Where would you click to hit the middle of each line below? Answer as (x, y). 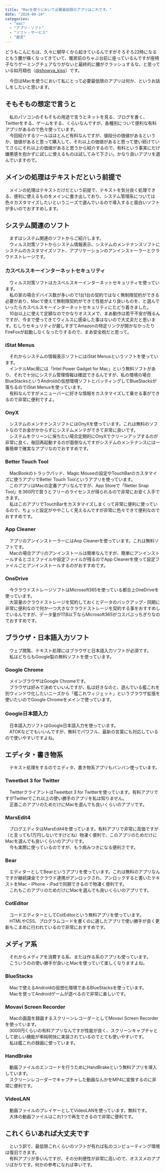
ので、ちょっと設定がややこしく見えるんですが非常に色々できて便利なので (84, 510)
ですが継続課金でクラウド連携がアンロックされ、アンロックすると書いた (78, 878)
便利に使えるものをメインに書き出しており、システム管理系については (84, 196)
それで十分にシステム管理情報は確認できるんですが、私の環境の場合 (82, 375)
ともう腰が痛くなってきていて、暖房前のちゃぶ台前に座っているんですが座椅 (82, 58)
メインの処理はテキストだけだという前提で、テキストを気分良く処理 (78, 190)
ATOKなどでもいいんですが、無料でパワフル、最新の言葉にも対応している (84, 731)
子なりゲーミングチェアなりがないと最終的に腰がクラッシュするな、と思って (83, 64)
